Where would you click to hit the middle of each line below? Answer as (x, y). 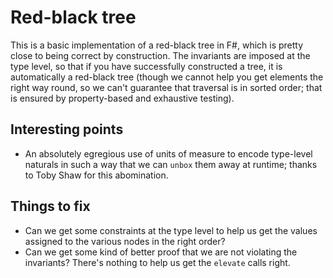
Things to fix (50, 206)
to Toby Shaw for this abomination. (96, 175)
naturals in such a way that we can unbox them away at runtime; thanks (171, 164)
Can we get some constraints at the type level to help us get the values (171, 230)
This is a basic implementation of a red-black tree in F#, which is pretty (157, 45)
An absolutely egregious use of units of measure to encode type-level (168, 153)
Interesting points (67, 129)
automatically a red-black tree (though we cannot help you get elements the (167, 77)
